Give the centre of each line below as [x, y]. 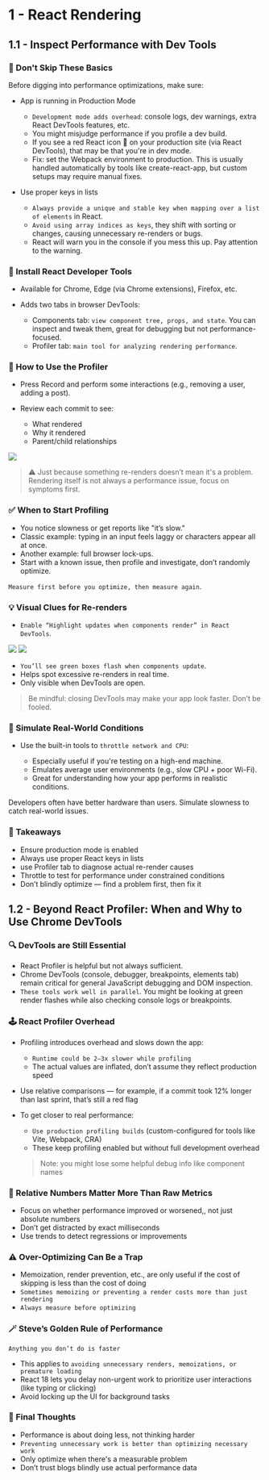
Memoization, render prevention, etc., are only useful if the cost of [130, 1275]
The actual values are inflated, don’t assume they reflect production [145, 1066]
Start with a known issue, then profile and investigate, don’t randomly [135, 562]
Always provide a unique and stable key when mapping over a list [146, 208]
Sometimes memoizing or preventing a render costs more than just [134, 1293]
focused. [47, 337]
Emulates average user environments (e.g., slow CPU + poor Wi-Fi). [145, 770]
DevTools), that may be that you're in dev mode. [112, 150]
